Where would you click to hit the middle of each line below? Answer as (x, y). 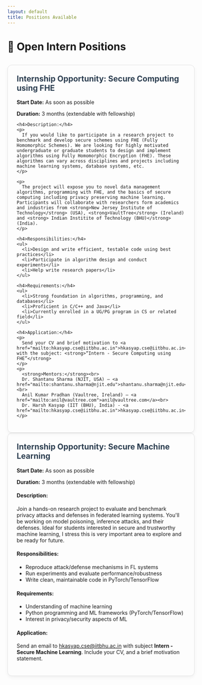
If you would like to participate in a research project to (98, 135)
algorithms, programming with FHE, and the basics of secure (94, 192)
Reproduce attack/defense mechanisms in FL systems (92, 567)
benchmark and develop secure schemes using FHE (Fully (87, 140)
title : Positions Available (42, 17)
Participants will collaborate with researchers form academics (98, 203)
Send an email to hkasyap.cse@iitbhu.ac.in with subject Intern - (95, 646)
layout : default (27, 12)
